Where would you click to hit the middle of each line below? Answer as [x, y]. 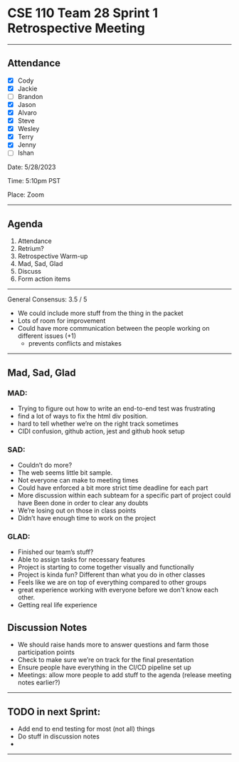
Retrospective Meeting [76, 28]
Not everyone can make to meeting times [78, 480]
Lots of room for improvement [62, 321]
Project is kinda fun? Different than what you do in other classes [111, 575]
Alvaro [27, 113]
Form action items [44, 279]
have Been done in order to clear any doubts [83, 503]
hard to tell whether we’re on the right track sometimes [98, 423]
